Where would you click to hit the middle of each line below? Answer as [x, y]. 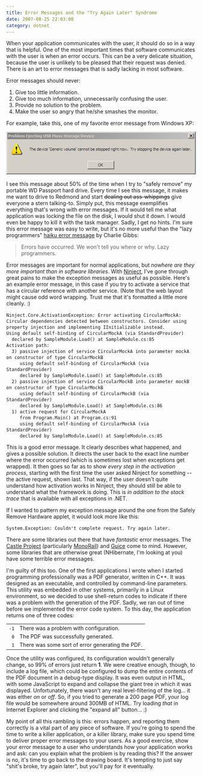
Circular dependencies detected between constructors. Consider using [96, 321]
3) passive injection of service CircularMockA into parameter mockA [100, 351]
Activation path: [28, 345]
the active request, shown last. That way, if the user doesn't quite [87, 479]
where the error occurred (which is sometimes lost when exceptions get [96, 460]
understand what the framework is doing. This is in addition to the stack [95, 492]
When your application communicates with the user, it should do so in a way [101, 43]
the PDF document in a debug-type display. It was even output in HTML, [96, 677]
